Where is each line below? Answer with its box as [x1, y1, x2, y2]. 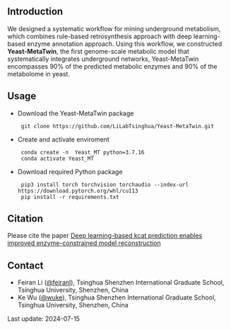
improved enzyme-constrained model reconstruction [7, 239, 161, 247]
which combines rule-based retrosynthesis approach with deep [7, 32, 192, 40]
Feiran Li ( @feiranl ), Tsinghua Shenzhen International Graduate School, [17, 278, 225, 287]
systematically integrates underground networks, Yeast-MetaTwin [7, 55, 199, 63]
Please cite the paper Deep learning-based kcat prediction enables [7, 232, 203, 240]
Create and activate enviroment [17, 135, 109, 144]
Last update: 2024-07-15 [7, 314, 80, 323]
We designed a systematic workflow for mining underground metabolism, [7, 24, 221, 33]
